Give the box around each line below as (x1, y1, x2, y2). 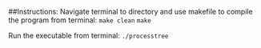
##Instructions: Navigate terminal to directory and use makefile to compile (8, 7, 254, 16)
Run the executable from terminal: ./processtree (8, 31, 169, 40)
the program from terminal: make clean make (8, 15, 152, 25)
